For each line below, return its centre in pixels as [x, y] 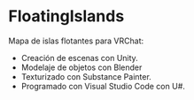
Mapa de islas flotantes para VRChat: [76, 41]
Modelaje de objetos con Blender [81, 67]
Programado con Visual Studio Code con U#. [103, 86]
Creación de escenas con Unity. [79, 58]
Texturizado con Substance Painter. [86, 76]
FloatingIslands [66, 16]
